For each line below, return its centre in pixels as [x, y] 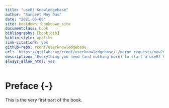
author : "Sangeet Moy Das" [33, 15]
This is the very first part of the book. [44, 100]
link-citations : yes [27, 43]
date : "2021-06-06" [26, 19]
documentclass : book [27, 29]
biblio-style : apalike [29, 38]
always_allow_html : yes [30, 61]
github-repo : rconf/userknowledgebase [46, 47]
